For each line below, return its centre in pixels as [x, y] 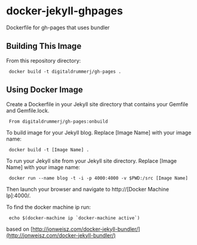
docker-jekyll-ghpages [65, 11]
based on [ [19, 229]
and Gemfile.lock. [28, 110]
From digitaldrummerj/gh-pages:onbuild [59, 121]
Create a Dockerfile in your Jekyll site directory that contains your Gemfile [97, 104]
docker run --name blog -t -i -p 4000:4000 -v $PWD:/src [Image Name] [98, 178]
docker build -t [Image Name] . [49, 150]
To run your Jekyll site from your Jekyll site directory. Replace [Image [92, 161]
